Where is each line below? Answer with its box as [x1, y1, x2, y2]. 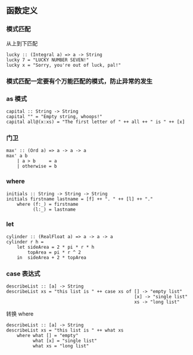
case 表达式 [6, 269, 41, 277]
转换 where [6, 310, 34, 317]
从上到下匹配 [6, 39, 38, 47]
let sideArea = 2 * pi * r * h [17, 244, 95, 250]
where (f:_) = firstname [17, 201, 79, 207]
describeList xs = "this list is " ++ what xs [6, 328, 124, 334]
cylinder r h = [6, 239, 44, 245]
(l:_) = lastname [32, 206, 76, 212]
